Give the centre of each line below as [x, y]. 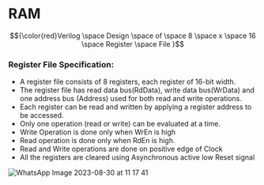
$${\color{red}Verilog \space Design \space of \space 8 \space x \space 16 [133, 36]
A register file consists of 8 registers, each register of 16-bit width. [128, 82]
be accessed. [42, 115]
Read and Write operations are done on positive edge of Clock [121, 149]
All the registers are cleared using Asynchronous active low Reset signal [137, 157]
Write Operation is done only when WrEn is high [98, 132]
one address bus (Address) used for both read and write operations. [131, 99]
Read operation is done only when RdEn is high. [97, 141]
